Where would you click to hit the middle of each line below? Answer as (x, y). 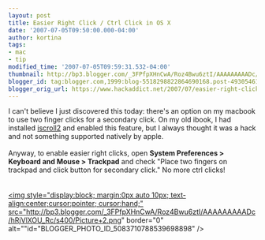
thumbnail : (26, 74)
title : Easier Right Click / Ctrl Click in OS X (90, 23)
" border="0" (142, 220)
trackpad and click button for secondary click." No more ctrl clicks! (117, 170)
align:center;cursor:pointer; (52, 204)
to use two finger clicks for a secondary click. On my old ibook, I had (119, 120)
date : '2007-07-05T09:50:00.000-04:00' (74, 30)
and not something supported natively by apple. (86, 137)
